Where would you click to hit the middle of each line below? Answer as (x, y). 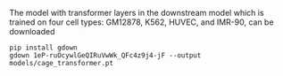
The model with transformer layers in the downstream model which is (137, 13)
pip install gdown (43, 48)
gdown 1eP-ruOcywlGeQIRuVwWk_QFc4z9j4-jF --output (105, 56)
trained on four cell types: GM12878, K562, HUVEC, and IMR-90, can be (141, 22)
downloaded (32, 31)
